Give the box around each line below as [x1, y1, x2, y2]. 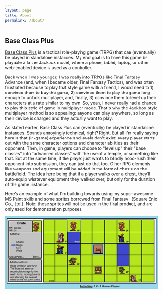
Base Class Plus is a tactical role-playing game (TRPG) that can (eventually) [5, 49, 156, 55]
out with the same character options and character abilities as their [5, 140, 139, 146]
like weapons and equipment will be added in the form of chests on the [5, 166, 147, 172]
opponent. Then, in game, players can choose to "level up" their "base [5, 145, 146, 151]
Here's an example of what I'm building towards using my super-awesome [5, 191, 154, 197]
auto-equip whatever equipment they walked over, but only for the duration [5, 176, 155, 182]
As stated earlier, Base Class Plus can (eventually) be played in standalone [5, 125, 154, 131]
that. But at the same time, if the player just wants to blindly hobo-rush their [5, 155, 156, 162]
